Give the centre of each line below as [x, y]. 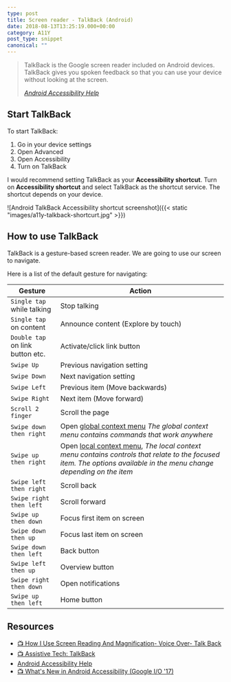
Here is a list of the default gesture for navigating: [77, 274]
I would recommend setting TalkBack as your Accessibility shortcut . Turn [112, 179]
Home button [81, 599]
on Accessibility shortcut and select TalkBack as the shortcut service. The [114, 187]
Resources [31, 627]
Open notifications [90, 583]
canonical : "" [27, 45]
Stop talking [79, 305]
